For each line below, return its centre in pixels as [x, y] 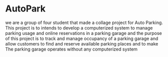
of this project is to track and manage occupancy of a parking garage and [82, 38]
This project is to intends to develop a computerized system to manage [79, 27]
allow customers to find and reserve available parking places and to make [82, 43]
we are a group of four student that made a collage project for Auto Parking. [84, 22]
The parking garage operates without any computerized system [71, 49]
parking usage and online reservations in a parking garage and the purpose [84, 33]
